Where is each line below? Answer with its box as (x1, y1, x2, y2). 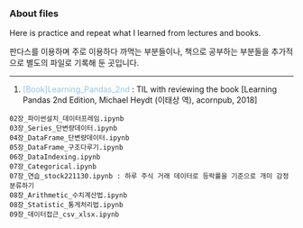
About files (9, 7, 60, 20)
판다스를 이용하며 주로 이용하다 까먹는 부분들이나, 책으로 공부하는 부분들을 (9, 46, 270, 57)
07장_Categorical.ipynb (9, 162, 97, 171)
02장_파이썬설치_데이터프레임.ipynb (9, 114, 124, 123)
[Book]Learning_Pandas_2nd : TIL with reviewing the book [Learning (22, 84, 278, 95)
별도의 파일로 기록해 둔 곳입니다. (25, 58, 140, 68)
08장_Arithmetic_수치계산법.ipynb (9, 191, 128, 200)
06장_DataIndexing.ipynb (9, 152, 101, 162)
